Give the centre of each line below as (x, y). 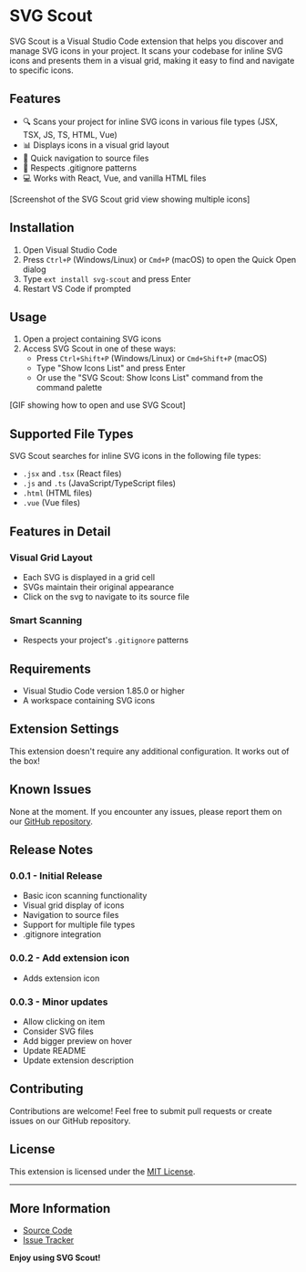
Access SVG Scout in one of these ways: (99, 349)
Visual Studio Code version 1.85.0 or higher (103, 691)
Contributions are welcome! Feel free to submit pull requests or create (141, 1110)
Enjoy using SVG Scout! (55, 1258)
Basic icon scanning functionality (85, 896)
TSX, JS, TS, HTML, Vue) (70, 134)
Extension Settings (64, 730)
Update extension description (78, 1060)
